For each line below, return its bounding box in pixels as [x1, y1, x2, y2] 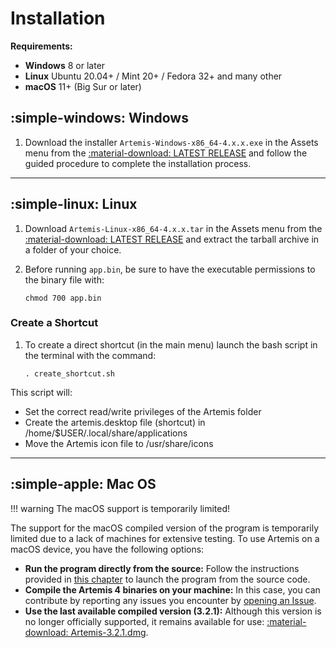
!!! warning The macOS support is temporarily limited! [10, 502, 231, 514]
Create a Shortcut [10, 316, 99, 330]
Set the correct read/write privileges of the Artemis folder [24, 405, 262, 417]
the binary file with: [24, 273, 105, 286]
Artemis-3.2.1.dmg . [70, 626, 149, 638]
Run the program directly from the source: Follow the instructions [24, 562, 300, 574]
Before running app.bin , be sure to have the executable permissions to [24, 263, 316, 275]
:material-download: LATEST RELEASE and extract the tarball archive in [24, 233, 320, 245]
